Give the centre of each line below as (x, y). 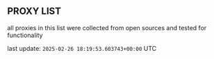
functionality (25, 35)
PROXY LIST (34, 11)
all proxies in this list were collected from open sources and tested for (107, 27)
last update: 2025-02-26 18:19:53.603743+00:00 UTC (82, 48)
